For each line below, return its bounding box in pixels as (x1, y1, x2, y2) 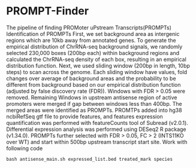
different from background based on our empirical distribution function (6, 81, 181, 88)
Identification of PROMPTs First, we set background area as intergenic (6, 30, 180, 37)
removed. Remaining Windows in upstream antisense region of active (6, 94, 177, 101)
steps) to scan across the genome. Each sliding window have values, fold (6, 68, 188, 75)
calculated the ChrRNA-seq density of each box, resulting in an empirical (6, 56, 187, 63)
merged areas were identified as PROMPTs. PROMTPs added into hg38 (6, 106, 182, 114)
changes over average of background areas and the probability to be (6, 75, 176, 82)
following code (6, 145, 43, 152)
